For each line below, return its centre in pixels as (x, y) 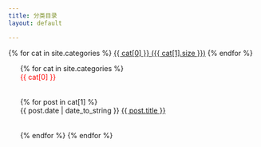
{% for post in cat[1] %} (59, 101)
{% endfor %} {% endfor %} (66, 135)
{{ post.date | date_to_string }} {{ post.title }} (93, 110)
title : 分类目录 (33, 16)
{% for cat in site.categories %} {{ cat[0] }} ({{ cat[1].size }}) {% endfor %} (131, 53)
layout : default (35, 23)
